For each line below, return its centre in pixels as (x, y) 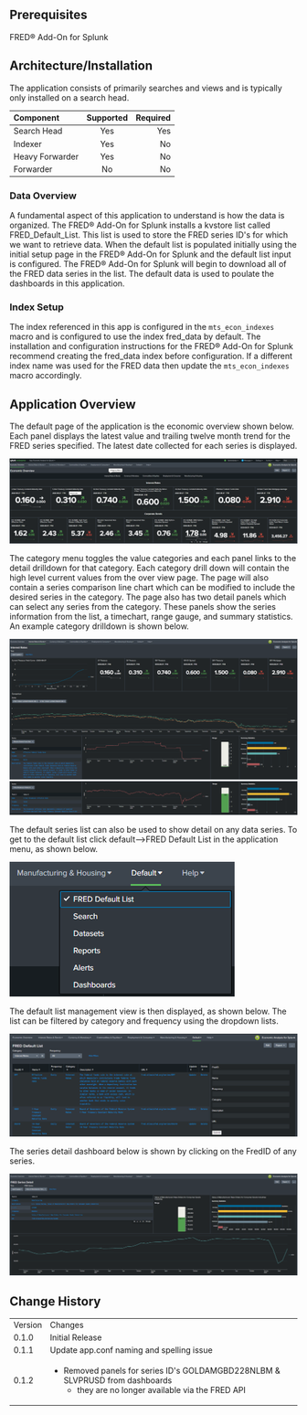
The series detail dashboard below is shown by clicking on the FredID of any (153, 1152)
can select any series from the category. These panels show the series (143, 607)
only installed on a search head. (69, 97)
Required (153, 118)
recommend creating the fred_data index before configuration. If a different (151, 356)
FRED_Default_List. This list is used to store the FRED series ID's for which (149, 234)
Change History (55, 1301)
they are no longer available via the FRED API (162, 1390)
